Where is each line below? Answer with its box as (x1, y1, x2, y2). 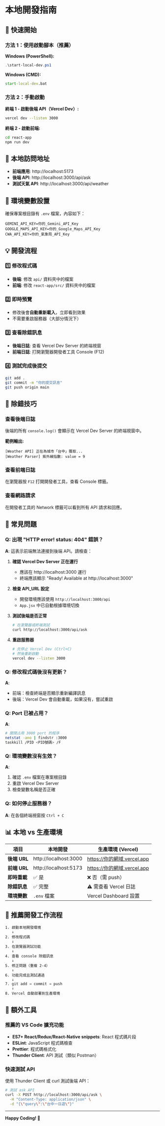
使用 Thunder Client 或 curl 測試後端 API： (5, 1078, 91, 1084)
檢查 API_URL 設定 (12, 586, 50, 592)
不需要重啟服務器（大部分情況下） (12, 316, 82, 322)
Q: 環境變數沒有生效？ (5, 752, 57, 759)
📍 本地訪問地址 (5, 154, 50, 163)
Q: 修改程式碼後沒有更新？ (5, 668, 67, 675)
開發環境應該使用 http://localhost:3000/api (19, 596, 110, 602)
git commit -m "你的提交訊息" (5, 380, 62, 385)
